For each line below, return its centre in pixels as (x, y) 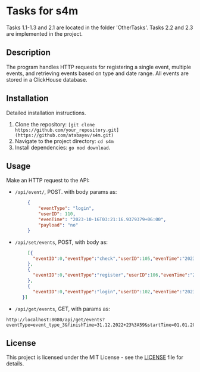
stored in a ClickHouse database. (47, 79)
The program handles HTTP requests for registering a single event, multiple (99, 67)
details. (15, 364)
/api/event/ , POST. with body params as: (66, 192)
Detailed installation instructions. (46, 113)
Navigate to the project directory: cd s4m (64, 141)
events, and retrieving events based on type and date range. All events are (98, 73)
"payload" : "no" (58, 225)
